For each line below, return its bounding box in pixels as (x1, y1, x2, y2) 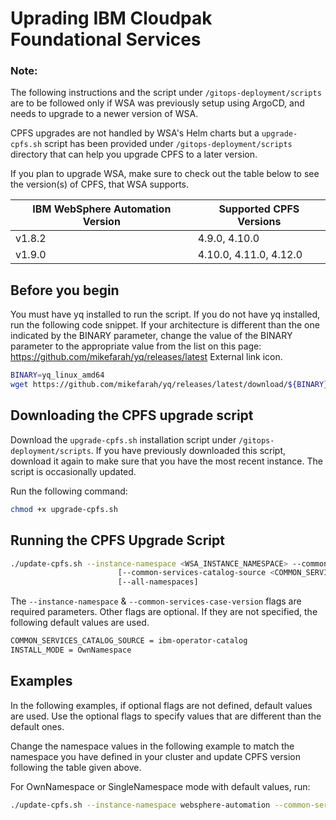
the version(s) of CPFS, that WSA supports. (10, 178, 190, 191)
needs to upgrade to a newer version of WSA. (10, 108, 199, 120)
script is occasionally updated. (10, 465, 137, 477)
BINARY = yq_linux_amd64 (10, 370, 105, 381)
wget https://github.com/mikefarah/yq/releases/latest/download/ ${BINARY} (10, 380, 329, 390)
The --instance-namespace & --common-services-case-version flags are (10, 595, 302, 607)
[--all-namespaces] (117, 577, 199, 587)
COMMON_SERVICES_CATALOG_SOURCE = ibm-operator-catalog (10, 636, 248, 646)
